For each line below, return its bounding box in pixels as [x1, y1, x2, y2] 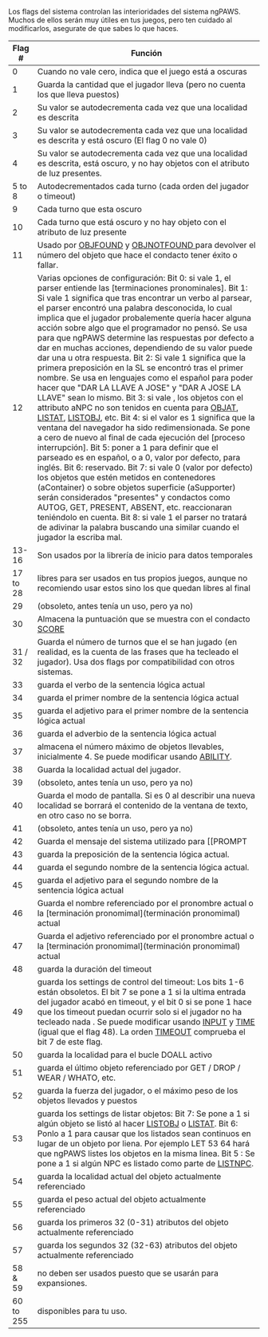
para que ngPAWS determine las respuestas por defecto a [37, 333, 254, 343]
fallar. [37, 259, 58, 270]
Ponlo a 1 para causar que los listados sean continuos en [37, 1128, 251, 1139]
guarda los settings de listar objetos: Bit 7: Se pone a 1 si [37, 1108, 250, 1119]
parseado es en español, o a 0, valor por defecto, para [37, 452, 241, 463]
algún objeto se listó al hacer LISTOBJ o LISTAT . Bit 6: [37, 1118, 238, 1129]
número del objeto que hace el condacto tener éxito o [37, 250, 238, 260]
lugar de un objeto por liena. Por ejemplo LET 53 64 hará [37, 1138, 250, 1149]
